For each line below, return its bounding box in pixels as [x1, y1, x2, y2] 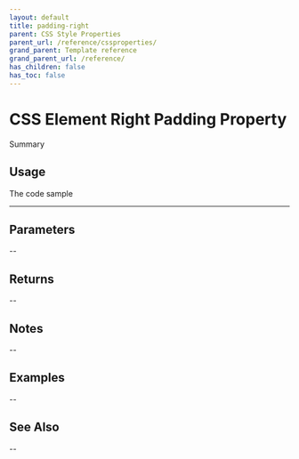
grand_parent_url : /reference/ [9, 54, 125, 63]
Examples [9, 370, 65, 385]
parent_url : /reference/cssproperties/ [9, 37, 158, 47]
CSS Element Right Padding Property [9, 109, 287, 129]
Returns [9, 271, 55, 286]
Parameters [9, 221, 76, 237]
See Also [9, 420, 60, 435]
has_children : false [9, 63, 86, 72]
